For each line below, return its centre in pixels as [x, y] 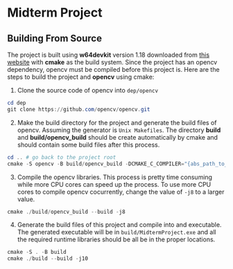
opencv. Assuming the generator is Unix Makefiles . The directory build [119, 130]
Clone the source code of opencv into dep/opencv [87, 90]
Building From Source [55, 38]
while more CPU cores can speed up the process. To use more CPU [114, 184]
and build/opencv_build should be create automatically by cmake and [118, 137]
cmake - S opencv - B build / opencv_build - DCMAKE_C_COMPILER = [96, 164]
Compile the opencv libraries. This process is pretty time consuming [115, 177]
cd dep [17, 103]
